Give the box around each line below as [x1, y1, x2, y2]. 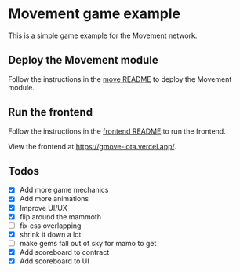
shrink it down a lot [19, 230, 82, 239]
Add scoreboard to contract [19, 247, 110, 256]
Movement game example [8, 5, 181, 23]
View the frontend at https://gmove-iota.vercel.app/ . [8, 142, 176, 151]
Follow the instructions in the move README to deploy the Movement [8, 74, 232, 83]
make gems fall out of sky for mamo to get [19, 238, 157, 248]
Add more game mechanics [19, 186, 109, 195]
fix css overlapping [19, 221, 82, 230]
